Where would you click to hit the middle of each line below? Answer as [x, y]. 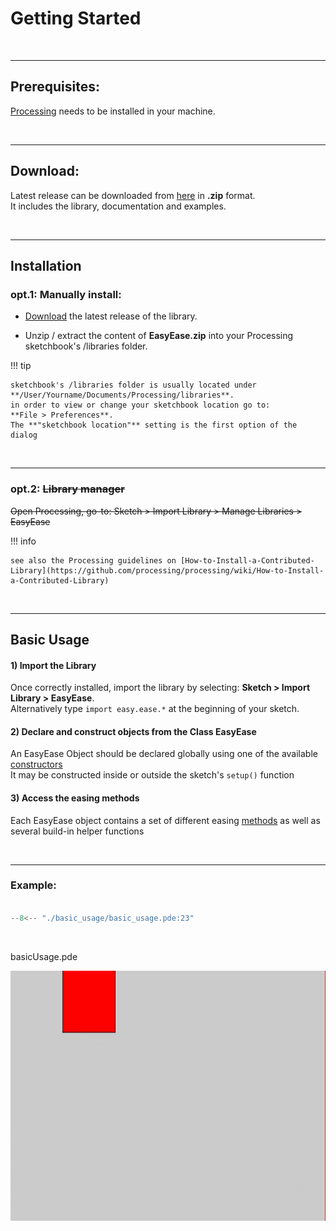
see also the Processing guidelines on [93, 560]
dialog [24, 435]
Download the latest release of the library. [111, 316]
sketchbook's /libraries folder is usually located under [133, 385]
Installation [46, 265]
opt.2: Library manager [67, 489]
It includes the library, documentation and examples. [118, 206]
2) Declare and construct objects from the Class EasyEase [133, 731]
